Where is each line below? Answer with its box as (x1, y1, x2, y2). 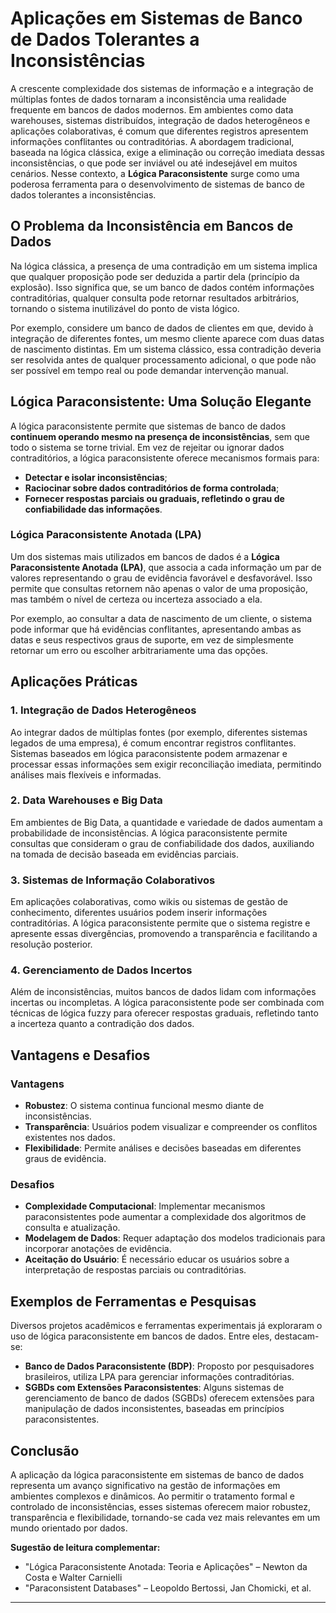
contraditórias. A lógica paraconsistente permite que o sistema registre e (10, 917, 311, 929)
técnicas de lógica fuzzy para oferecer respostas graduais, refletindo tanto (10, 1007, 319, 1019)
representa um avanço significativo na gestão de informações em (10, 1480, 281, 1492)
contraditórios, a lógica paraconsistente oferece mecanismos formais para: (10, 452, 320, 464)
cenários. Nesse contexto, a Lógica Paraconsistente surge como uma (10, 167, 300, 179)
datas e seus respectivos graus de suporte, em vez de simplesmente (10, 633, 294, 646)
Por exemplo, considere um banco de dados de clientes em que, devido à (10, 322, 314, 334)
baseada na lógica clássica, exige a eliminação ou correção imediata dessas (10, 146, 325, 158)
